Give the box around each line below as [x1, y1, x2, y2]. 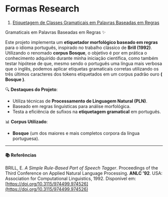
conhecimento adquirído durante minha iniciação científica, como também [5, 55, 158, 61]
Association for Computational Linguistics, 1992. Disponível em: [5, 175, 136, 181]
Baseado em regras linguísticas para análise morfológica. [12, 103, 131, 109]
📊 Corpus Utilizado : [5, 118, 48, 124]
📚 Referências [5, 152, 36, 158]
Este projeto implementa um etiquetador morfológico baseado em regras [5, 39, 158, 45]
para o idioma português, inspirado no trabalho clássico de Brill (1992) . [5, 44, 152, 50]
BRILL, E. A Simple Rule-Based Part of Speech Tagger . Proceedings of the [5, 165, 158, 171]
